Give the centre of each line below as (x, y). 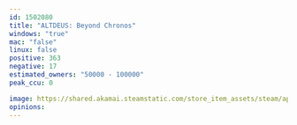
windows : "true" (39, 33)
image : (21, 99)
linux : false (33, 50)
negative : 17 (33, 67)
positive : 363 (35, 58)
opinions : (27, 107)
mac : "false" (33, 42)
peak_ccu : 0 (31, 83)
